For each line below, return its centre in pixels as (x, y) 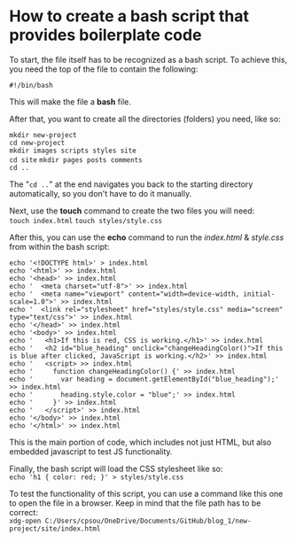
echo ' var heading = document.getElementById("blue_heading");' (144, 379)
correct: (23, 512)
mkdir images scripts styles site (73, 151)
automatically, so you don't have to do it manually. (101, 193)
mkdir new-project (43, 135)
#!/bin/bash (31, 85)
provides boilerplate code (105, 35)
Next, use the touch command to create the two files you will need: (132, 211)
